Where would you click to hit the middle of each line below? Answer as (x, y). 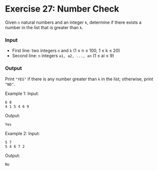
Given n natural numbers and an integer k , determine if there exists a (73, 22)
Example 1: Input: (22, 93)
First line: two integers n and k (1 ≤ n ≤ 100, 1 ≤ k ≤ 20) (66, 51)
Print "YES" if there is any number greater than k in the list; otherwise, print (79, 79)
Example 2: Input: (23, 133)
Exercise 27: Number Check (62, 9)
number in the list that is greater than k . (44, 27)
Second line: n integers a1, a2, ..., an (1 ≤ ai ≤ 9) (63, 56)
